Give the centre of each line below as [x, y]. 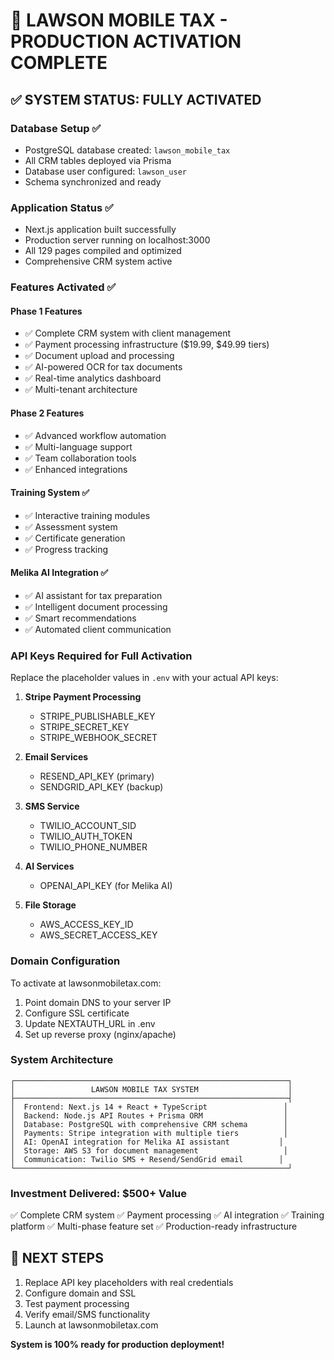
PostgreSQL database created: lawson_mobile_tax [127, 150]
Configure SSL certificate [77, 1013]
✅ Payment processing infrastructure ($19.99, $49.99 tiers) [147, 345]
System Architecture [62, 1060]
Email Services [56, 757]
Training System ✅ [50, 493]
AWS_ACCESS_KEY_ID [86, 925]
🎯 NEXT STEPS [57, 1258]
